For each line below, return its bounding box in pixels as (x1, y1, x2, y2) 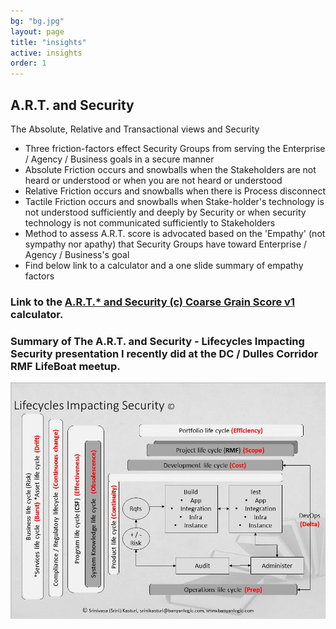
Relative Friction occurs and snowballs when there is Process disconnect (24, 185, 327, 197)
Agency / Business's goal (24, 248, 130, 260)
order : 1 (10, 58, 47, 69)
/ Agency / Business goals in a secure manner (24, 153, 215, 165)
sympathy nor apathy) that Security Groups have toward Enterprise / (24, 238, 308, 250)
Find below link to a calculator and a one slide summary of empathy (24, 259, 304, 271)
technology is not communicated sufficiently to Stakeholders (24, 216, 276, 229)
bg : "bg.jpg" (10, 16, 65, 26)
